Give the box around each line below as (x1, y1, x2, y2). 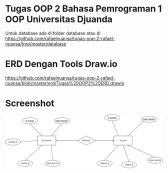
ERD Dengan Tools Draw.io (5, 58, 117, 70)
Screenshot (5, 98, 54, 109)
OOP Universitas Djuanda (5, 13, 112, 25)
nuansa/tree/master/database (5, 40, 66, 46)
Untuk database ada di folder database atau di (5, 30, 101, 36)
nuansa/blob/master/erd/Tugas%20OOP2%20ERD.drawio (5, 80, 124, 86)
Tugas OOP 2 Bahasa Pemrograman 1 (5, 3, 162, 14)
